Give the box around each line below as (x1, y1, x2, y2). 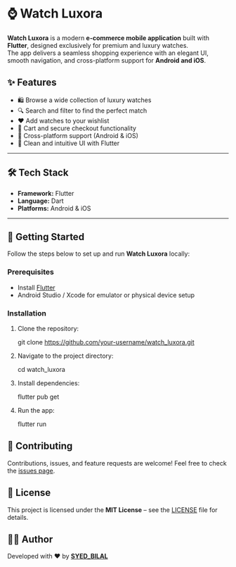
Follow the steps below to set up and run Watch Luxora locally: (7, 249, 190, 258)
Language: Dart (17, 197, 65, 205)
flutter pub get (17, 392, 60, 401)
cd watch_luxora (17, 365, 65, 373)
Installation (7, 308, 47, 318)
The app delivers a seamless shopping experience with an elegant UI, (7, 49, 209, 57)
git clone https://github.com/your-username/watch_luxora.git (17, 337, 195, 346)
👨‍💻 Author (7, 533, 53, 545)
